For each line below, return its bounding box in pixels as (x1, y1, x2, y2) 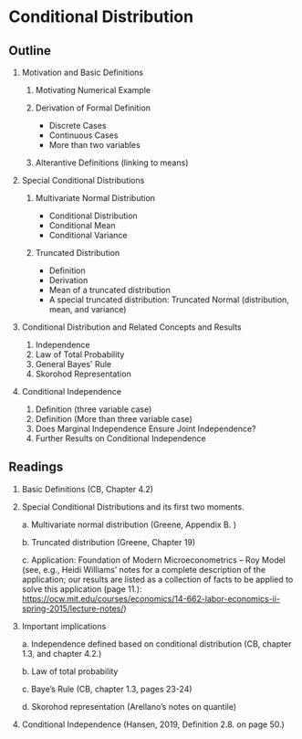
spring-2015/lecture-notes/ (21, 603, 124, 614)
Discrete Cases (48, 121, 107, 131)
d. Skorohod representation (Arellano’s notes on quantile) (21, 701, 237, 712)
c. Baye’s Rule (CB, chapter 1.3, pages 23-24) (21, 683, 193, 694)
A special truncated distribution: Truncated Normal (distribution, (48, 294, 289, 305)
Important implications (21, 620, 107, 631)
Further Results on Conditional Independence (35, 433, 206, 444)
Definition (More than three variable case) (35, 414, 193, 424)
